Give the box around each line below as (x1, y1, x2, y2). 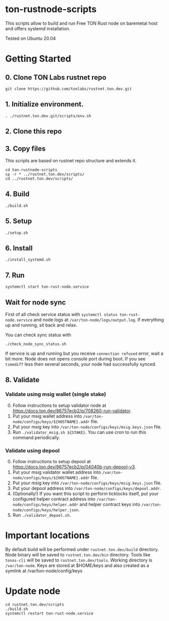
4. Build (5, 190, 30, 199)
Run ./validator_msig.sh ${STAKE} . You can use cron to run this (12, 429, 146, 435)
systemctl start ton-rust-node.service (5, 284, 89, 289)
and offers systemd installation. (5, 25, 71, 31)
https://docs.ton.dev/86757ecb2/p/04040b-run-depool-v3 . (12, 464, 136, 470)
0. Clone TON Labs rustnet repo (5, 73, 107, 82)
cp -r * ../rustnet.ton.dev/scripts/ (5, 171, 85, 177)
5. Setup (5, 217, 32, 225)
